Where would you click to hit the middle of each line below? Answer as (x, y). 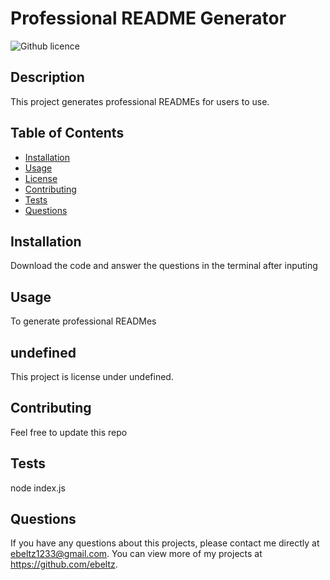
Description (47, 77)
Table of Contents (67, 133)
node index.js (38, 488)
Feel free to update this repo (69, 432)
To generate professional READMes (83, 321)
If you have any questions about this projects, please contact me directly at (165, 543)
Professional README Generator (148, 18)
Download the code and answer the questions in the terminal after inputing (164, 266)
